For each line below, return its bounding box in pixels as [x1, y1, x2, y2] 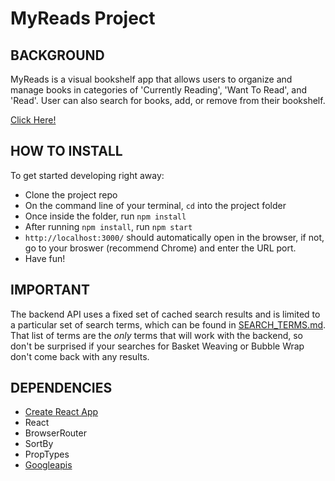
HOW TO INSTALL [10, 143, 123, 160]
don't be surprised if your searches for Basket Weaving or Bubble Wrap [10, 340, 305, 352]
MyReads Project [10, 7, 156, 30]
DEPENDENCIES [10, 380, 113, 397]
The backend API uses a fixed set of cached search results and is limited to [10, 308, 321, 320]
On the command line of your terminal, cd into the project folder [24, 199, 287, 211]
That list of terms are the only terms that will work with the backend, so [10, 329, 303, 341]
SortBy [24, 438, 54, 450]
